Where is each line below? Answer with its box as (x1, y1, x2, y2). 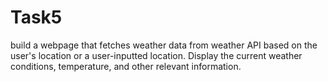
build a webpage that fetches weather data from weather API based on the (10, 39, 318, 51)
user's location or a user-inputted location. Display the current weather (10, 49, 303, 61)
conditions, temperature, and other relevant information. (10, 60, 242, 72)
